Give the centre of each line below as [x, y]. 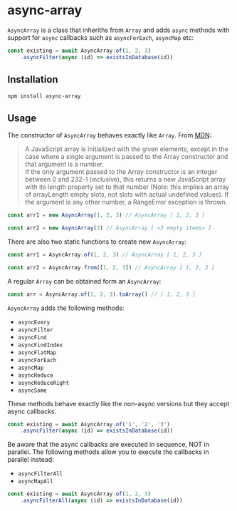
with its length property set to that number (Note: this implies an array [127, 187]
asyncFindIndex [40, 345]
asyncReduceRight [43, 383]
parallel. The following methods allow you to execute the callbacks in [109, 452]
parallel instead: [31, 460]
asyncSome [32, 391]
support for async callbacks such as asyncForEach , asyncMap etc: [101, 37]
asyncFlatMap [37, 352]
